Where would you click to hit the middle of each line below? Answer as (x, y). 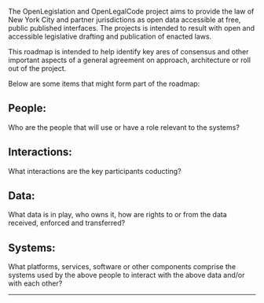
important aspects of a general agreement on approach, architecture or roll (130, 60)
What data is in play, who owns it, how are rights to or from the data (118, 215)
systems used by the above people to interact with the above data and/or (126, 275)
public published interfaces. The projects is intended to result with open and (132, 28)
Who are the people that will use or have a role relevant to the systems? (124, 127)
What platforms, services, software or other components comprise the (122, 267)
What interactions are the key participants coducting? (95, 171)
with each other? (35, 283)
